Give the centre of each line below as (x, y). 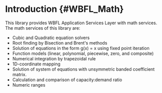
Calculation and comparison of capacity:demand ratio (67, 80)
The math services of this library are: (43, 28)
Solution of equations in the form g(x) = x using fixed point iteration (81, 48)
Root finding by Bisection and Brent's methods (60, 43)
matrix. (19, 74)
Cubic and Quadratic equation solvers (51, 38)
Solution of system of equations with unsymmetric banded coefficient (83, 69)
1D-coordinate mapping (36, 64)
